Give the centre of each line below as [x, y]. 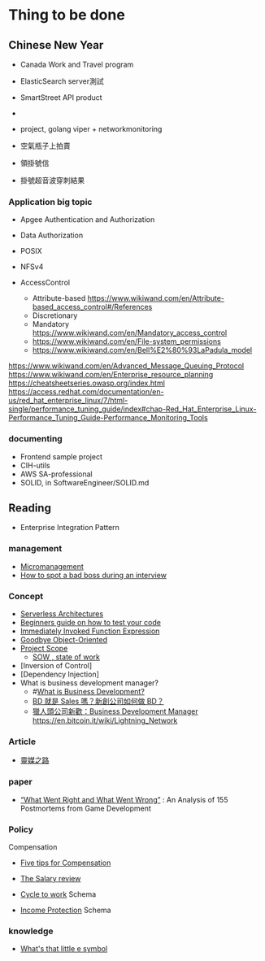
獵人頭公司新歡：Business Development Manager [115, 711]
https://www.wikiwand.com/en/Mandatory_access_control [130, 333]
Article [22, 741]
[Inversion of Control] [56, 665]
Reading [30, 508]
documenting [35, 439]
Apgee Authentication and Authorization [87, 220]
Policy [21, 829]
